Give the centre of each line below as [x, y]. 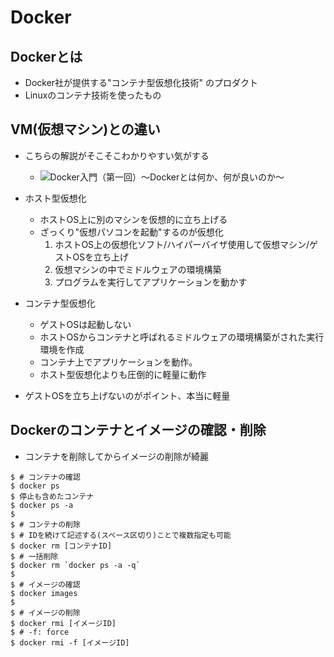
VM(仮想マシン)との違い [85, 129]
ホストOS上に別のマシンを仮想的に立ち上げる [133, 219]
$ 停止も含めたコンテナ [52, 496]
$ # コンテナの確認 [45, 477]
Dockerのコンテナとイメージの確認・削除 [138, 430]
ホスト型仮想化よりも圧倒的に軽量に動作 [123, 374]
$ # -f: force [40, 632]
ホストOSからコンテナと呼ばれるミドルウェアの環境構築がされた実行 [182, 337]
